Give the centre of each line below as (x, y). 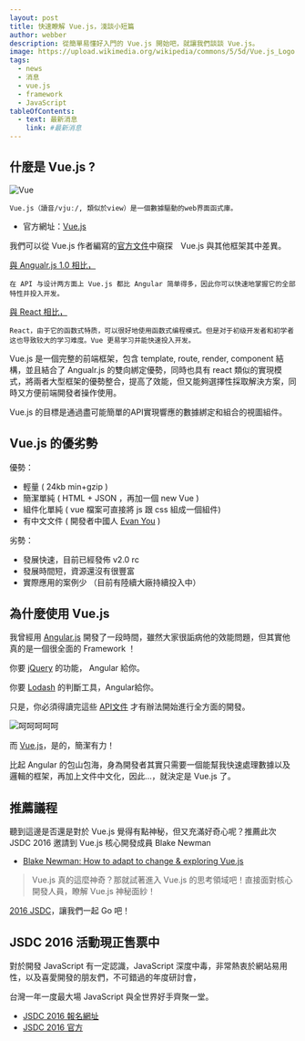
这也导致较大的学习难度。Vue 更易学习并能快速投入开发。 (102, 340)
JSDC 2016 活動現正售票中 (85, 942)
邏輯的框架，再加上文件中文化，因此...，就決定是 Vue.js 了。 (122, 777)
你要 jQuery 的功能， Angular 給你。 (77, 668)
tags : (20, 60)
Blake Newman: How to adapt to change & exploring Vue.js (133, 861)
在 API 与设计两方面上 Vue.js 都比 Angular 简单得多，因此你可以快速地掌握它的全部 (152, 283)
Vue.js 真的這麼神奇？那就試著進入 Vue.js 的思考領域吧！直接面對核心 (162, 880)
